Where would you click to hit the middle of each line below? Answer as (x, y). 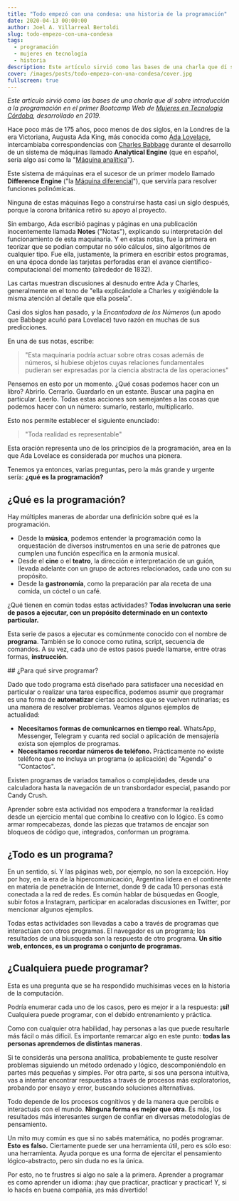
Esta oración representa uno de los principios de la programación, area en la (119, 448)
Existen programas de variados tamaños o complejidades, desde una (108, 780)
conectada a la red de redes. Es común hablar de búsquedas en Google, (113, 894)
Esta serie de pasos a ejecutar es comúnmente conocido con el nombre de (117, 634)
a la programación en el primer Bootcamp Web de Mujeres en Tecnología (115, 108)
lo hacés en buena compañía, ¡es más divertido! (78, 1190)
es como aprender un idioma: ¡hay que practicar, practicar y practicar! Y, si (117, 1182)
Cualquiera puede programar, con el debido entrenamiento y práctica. (110, 1014)
